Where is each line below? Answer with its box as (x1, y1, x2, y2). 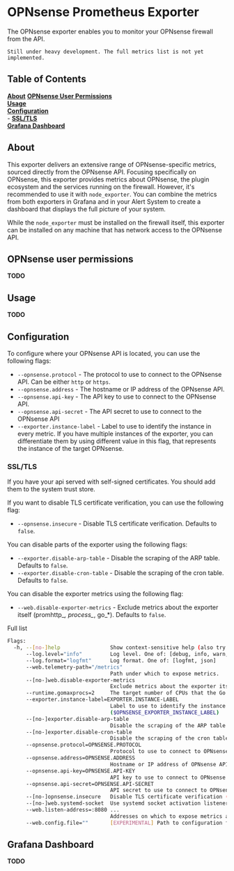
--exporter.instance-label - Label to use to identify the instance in (17, 422, 212, 430)
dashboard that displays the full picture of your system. (7, 204, 166, 213)
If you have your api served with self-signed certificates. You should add (7, 477, 216, 486)
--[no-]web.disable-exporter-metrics (25, 676, 136, 684)
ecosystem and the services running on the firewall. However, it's (7, 182, 195, 191)
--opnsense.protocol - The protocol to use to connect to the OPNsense (17, 371, 222, 378)
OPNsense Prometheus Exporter (7, 4, 200, 20)
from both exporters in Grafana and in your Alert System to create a (7, 197, 201, 206)
